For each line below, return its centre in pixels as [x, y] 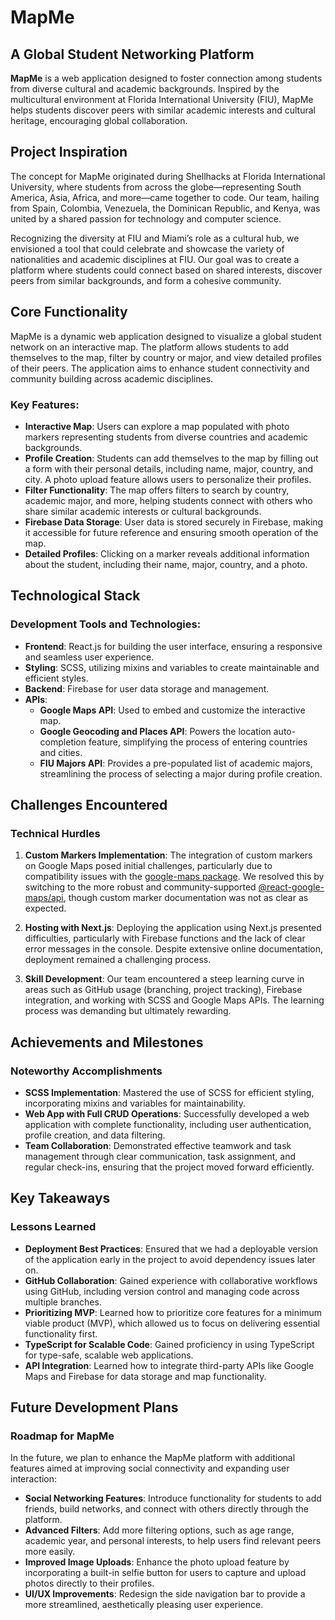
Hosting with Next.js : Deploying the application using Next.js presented [173, 928]
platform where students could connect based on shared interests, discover [166, 270]
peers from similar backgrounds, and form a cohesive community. [146, 280]
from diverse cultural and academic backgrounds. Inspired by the [145, 89]
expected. [45, 908]
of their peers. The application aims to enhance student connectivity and [160, 368]
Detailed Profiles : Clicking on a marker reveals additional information [167, 553]
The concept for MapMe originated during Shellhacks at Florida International [168, 176]
